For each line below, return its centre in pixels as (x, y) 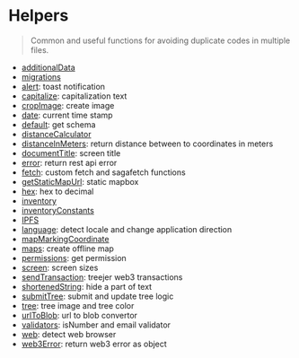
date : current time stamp (67, 115)
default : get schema (58, 124)
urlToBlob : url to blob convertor (79, 315)
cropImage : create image (68, 105)
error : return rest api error (69, 162)
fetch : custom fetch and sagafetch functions (103, 172)
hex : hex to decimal (57, 191)
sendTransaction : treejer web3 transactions (102, 277)
